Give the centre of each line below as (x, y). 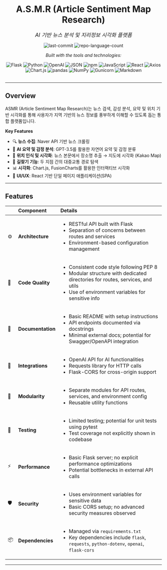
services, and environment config (108, 396)
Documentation (37, 329)
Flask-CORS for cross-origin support (113, 372)
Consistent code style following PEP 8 (113, 267)
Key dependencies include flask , (108, 537)
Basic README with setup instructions (113, 316)
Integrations (33, 366)
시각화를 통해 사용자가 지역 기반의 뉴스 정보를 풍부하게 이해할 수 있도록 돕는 (83, 115)
